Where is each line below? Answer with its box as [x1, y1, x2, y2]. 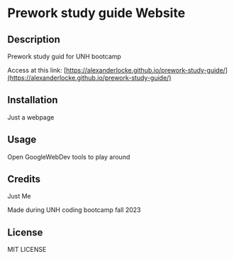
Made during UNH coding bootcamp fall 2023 [7, 206, 141, 214]
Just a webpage [7, 112, 55, 122]
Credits [7, 173, 41, 186]
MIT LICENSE [7, 245, 47, 254]
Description [7, 33, 60, 46]
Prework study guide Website [7, 5, 186, 21]
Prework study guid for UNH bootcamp [7, 52, 122, 60]
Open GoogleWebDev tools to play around [7, 152, 130, 161]
